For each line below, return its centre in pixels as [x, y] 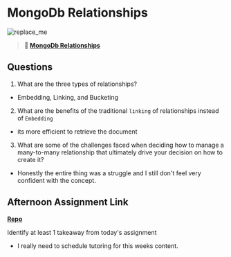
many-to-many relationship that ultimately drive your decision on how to [120, 152]
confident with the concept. [57, 180]
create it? [30, 159]
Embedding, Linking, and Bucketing [68, 97]
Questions [30, 67]
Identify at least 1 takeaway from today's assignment [82, 232]
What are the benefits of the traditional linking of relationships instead [118, 110]
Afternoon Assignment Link [68, 202]
